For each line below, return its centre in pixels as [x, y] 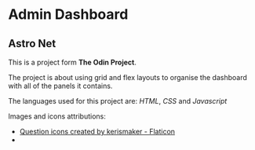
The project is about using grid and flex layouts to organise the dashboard [127, 77]
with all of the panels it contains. [60, 86]
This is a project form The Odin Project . [73, 62]
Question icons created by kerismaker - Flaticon [97, 132]
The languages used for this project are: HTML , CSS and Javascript [118, 101]
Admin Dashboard [68, 15]
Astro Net [32, 44]
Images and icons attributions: [57, 116]
